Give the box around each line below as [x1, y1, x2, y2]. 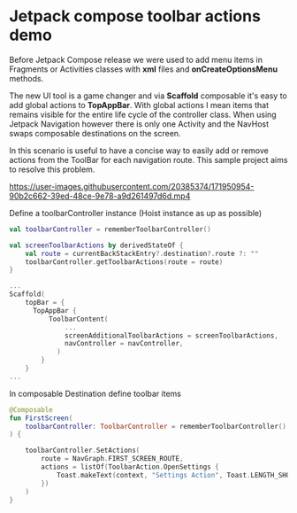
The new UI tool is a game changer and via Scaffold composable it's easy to [9, 90, 287, 101]
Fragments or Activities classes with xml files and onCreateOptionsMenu [9, 64, 278, 74]
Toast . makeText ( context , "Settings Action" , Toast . [56, 470, 251, 479]
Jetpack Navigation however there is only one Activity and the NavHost [9, 118, 270, 129]
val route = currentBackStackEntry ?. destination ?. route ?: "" [25, 249, 259, 258]
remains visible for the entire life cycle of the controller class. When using [9, 109, 277, 120]
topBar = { [25, 299, 65, 307]
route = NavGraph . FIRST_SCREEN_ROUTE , [41, 455, 184, 463]
